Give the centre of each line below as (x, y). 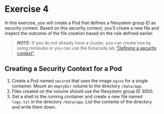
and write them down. (34, 107)
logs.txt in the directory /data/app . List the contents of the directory (82, 102)
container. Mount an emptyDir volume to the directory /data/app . (77, 86)
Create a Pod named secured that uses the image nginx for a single (80, 80)
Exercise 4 (27, 9)
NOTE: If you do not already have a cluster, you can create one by (84, 42)
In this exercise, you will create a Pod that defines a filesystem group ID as (80, 23)
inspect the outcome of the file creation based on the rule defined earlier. (79, 33)
